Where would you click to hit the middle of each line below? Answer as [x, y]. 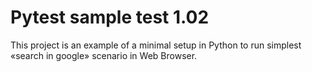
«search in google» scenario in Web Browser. [104, 55]
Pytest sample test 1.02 [110, 17]
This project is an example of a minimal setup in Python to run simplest [156, 45]
